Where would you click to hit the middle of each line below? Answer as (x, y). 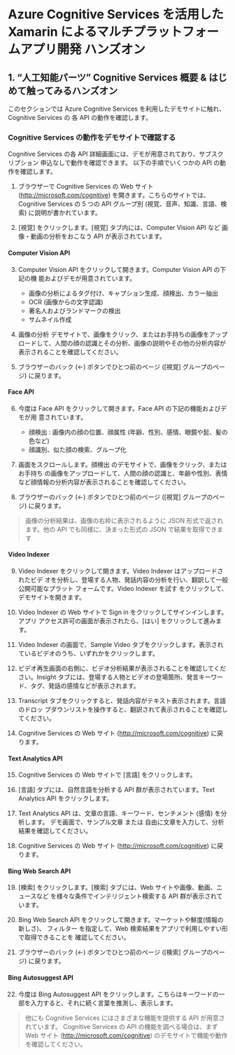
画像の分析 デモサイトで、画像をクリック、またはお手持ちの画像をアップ (123, 334)
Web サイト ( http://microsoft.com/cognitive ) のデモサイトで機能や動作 (126, 1035)
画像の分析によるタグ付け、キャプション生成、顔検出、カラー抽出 (123, 293)
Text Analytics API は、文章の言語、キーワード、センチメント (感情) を (119, 813)
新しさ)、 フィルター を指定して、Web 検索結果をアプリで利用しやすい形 (123, 929)
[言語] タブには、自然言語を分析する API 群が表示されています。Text (116, 790)
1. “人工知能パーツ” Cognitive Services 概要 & (107, 77)
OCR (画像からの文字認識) (66, 301)
